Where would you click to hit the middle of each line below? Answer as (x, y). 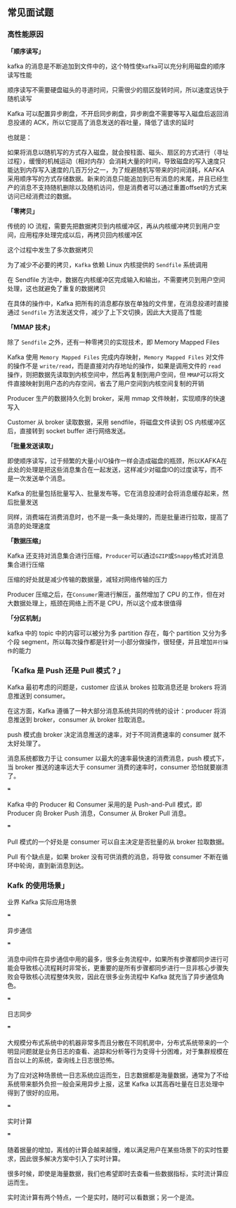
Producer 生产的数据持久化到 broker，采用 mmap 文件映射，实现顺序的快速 (117, 398)
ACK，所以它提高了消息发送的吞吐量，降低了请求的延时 (114, 122)
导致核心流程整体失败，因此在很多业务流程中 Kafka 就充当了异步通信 (119, 977)
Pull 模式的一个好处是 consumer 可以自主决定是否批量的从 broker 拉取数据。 (118, 842)
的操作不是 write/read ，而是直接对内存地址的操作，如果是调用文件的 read (114, 366)
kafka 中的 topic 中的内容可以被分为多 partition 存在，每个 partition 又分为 (114, 633)
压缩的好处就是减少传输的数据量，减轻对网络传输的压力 (87, 579)
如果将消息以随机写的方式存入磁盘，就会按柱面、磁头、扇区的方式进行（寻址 (118, 152)
